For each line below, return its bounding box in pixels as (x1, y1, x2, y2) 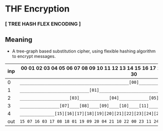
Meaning (5, 35, 33, 44)
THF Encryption (5, 3, 70, 14)
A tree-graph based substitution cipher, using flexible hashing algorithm (12, 48, 156, 54)
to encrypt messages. (12, 53, 56, 59)
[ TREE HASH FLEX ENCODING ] (5, 21, 81, 27)
